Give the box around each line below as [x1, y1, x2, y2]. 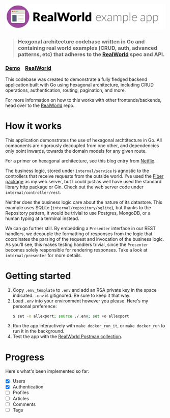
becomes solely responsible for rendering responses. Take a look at [5, 246, 148, 253]
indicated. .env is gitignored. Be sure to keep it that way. [12, 292, 131, 298]
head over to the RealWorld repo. [5, 102, 75, 108]
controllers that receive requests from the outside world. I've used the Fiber [5, 173, 164, 179]
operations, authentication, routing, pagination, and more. [5, 87, 126, 93]
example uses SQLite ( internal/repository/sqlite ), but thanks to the [5, 204, 151, 210]
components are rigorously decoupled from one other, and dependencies [5, 142, 159, 149]
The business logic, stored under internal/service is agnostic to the [5, 168, 149, 174]
